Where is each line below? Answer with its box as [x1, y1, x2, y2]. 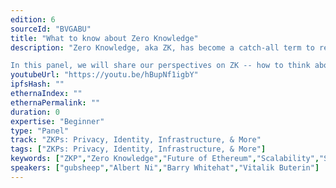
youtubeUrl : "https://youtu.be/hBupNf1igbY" [10, 70, 199, 80]
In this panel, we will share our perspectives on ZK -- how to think [10, 61, 311, 71]
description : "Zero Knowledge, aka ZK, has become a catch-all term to [10, 42, 315, 53]
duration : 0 [10, 107, 60, 117]
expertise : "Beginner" [10, 116, 105, 126]
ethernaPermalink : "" [10, 97, 101, 108]
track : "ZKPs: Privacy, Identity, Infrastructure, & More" [10, 135, 262, 145]
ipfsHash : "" [10, 79, 65, 90]
